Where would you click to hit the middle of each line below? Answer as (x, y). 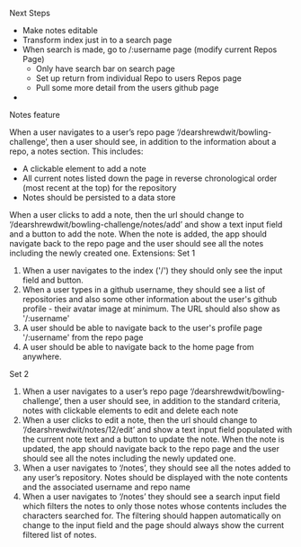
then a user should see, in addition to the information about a (164, 142)
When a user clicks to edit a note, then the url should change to (140, 420)
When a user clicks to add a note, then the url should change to (127, 215)
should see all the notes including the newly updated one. (129, 458)
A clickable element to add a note (84, 169)
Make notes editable (60, 30)
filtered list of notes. (59, 535)
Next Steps (30, 13)
